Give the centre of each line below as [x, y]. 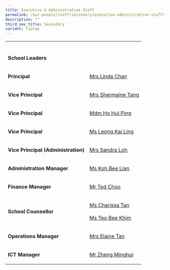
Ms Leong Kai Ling [111, 131]
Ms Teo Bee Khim [110, 218]
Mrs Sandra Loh [108, 150]
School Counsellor [31, 212]
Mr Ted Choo [105, 187]
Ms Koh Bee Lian [109, 168]
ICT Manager [24, 255]
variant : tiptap [22, 29]
